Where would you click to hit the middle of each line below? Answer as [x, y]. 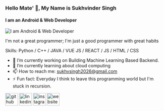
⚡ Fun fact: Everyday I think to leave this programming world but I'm [83, 79]
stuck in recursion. [32, 86]
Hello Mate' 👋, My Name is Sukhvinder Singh [61, 8]
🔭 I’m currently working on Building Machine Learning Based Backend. [86, 60]
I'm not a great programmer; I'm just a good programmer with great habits [82, 41]
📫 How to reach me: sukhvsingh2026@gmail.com [65, 71]
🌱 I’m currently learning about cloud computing [62, 66]
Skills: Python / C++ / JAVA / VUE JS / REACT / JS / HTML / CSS [72, 51]
